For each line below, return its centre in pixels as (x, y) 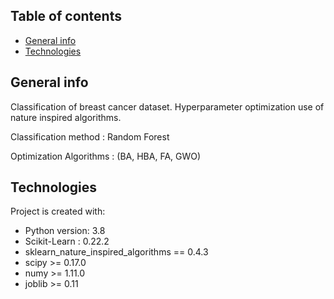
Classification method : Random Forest (90, 136)
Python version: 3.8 (65, 231)
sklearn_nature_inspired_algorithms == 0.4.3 (116, 252)
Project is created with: (58, 211)
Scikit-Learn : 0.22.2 (67, 241)
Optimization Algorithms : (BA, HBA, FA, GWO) (106, 156)
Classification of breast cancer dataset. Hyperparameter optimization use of (167, 106)
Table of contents (66, 16)
